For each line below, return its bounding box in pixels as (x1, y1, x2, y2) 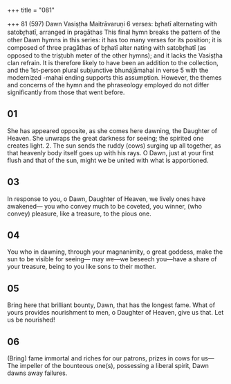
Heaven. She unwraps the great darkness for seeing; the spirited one (7, 134, 204, 142)
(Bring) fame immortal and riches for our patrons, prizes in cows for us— (7, 354, 214, 363)
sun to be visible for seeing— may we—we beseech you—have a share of (7, 255, 217, 263)
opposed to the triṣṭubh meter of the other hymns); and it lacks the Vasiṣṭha (7, 51, 223, 60)
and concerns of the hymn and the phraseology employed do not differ (7, 81, 210, 89)
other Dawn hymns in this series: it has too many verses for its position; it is (7, 36, 223, 44)
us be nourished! (7, 315, 55, 324)
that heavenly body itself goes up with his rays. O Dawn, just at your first (7, 148, 214, 157)
